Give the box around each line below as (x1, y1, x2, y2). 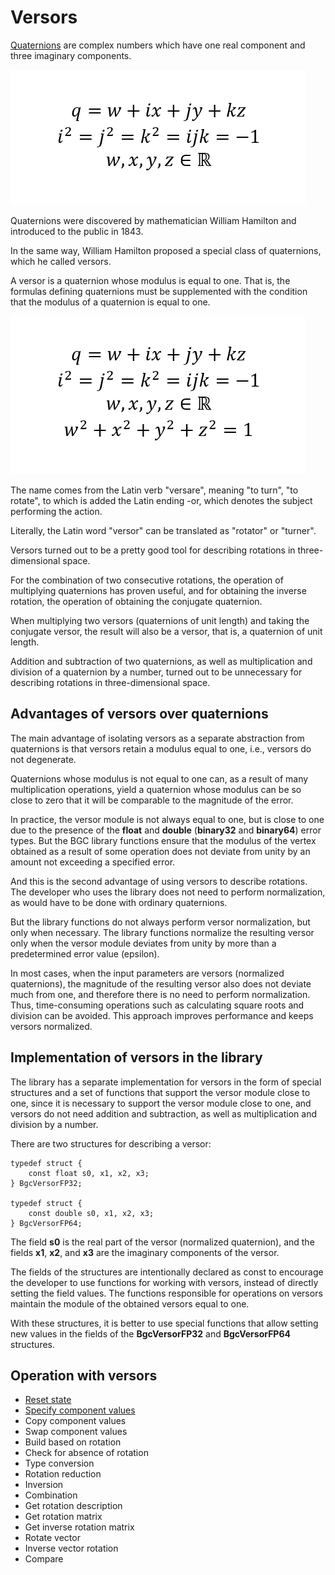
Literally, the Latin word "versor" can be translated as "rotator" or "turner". (10, 524, 317, 536)
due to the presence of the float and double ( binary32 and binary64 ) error (10, 824, 322, 836)
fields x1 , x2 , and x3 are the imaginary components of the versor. (10, 1246, 280, 1258)
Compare (24, 1553, 64, 1565)
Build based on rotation (24, 1436, 122, 1448)
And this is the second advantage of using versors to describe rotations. (10, 875, 308, 887)
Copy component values (24, 1415, 127, 1427)
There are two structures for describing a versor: (10, 1137, 212, 1150)
